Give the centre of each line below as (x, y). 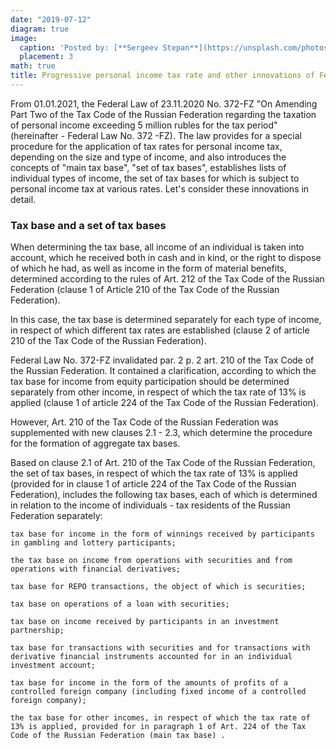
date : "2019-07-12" (51, 19)
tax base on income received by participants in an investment (145, 622)
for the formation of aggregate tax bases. (95, 443)
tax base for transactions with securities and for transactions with (160, 648)
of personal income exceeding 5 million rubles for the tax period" (144, 125)
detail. (23, 199)
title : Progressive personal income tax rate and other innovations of (162, 76)
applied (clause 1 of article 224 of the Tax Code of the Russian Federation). (164, 403)
